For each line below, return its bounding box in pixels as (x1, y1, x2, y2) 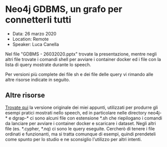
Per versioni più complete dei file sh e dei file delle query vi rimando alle (5, 71, 153, 77)
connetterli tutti (5, 14, 71, 25)
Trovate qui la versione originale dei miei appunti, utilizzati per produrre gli (5, 104, 158, 110)
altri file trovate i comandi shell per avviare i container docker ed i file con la (5, 56, 161, 62)
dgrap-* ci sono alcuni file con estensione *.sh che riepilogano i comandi (12, 115, 162, 121)
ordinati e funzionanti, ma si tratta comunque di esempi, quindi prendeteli (5, 131, 156, 137)
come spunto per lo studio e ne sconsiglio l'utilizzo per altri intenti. (5, 136, 142, 142)
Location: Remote (12, 36, 49, 42)
